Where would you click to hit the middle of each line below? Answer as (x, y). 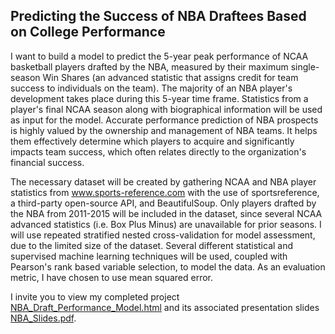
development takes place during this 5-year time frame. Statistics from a (159, 98)
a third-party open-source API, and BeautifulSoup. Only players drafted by (163, 203)
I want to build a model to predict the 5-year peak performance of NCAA (159, 56)
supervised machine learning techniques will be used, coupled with (149, 256)
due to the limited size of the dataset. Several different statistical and (152, 245)
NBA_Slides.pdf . (43, 318)
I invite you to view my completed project (95, 296)
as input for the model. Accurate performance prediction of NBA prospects (164, 120)
